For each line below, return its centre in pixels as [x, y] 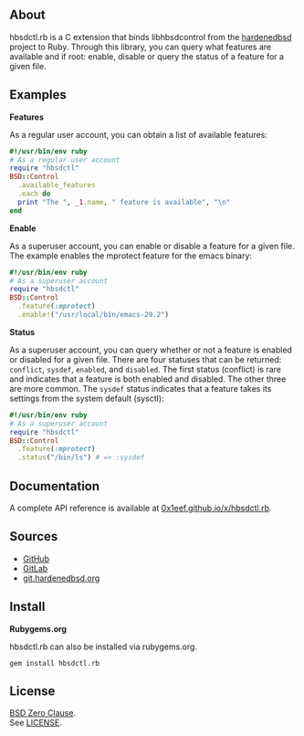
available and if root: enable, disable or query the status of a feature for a [147, 56]
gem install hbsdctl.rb [55, 663]
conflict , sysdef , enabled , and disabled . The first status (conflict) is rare [145, 369]
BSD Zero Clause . [42, 713]
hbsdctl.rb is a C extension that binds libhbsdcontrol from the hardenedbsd [151, 37]
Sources [34, 536]
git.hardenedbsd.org [61, 578]
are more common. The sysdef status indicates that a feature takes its [141, 388]
